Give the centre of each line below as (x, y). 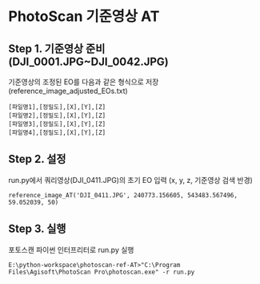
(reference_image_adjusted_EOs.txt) (68, 91)
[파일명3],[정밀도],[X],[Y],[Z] (57, 124)
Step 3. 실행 (37, 229)
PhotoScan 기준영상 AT (84, 16)
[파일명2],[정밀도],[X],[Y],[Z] (57, 116)
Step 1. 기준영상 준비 (57, 49)
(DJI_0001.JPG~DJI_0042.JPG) (89, 61)
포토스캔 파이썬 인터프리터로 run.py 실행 (71, 250)
